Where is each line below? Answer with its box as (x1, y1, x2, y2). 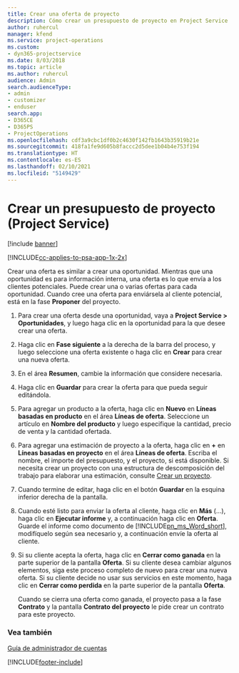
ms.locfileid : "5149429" (7, 169, 81, 177)
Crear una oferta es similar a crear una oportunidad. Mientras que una (7, 267, 213, 275)
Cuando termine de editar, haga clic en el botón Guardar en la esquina (17, 485, 225, 493)
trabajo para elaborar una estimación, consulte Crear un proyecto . (17, 471, 213, 480)
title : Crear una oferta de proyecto (7, 10, 120, 18)
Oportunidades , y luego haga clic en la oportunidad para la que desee (17, 318, 226, 327)
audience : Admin (7, 76, 56, 84)
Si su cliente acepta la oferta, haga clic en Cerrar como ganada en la (17, 550, 221, 559)
